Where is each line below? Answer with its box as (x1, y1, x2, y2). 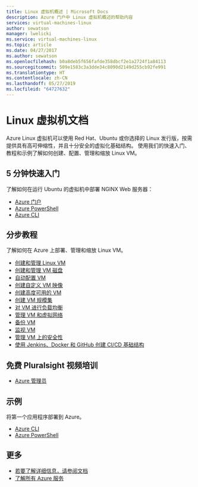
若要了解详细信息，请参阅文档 (14, 467, 88, 474)
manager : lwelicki (6, 31, 52, 37)
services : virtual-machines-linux (6, 20, 92, 26)
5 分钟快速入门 (6, 168, 61, 179)
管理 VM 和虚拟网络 (14, 311, 63, 319)
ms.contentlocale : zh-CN (6, 75, 68, 81)
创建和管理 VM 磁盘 (14, 267, 63, 274)
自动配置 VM (14, 274, 46, 282)
